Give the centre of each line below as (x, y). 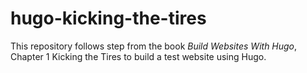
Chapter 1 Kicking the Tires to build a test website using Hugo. (138, 56)
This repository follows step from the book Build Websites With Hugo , (154, 46)
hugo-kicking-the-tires (108, 18)
